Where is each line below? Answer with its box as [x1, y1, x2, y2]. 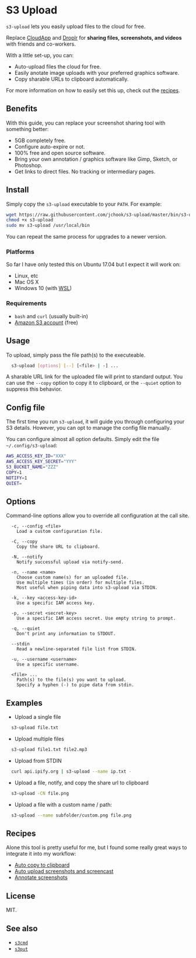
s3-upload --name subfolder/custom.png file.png [11, 812, 132, 818]
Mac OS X [14, 278, 39, 285]
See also [6, 923, 38, 933]
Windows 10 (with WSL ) [14, 285, 72, 292]
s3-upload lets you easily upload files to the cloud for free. [6, 23, 146, 30]
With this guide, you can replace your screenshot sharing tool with [6, 119, 166, 126]
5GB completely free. [14, 137, 66, 144]
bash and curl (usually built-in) [14, 312, 89, 319]
